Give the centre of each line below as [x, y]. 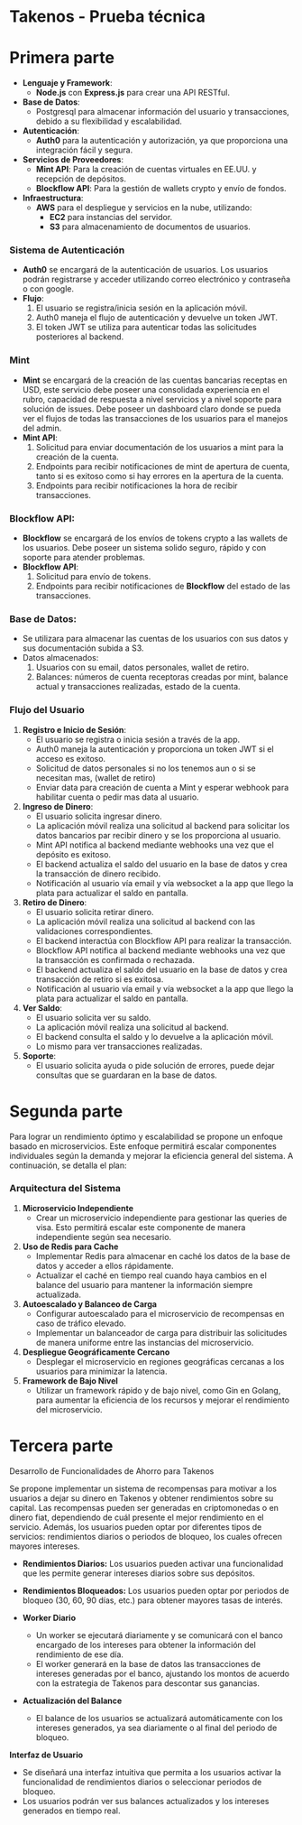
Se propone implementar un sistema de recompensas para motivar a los [143, 1488]
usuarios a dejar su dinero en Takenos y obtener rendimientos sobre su [142, 1498]
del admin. [42, 428]
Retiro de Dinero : [55, 902]
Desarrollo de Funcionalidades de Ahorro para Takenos [112, 1471]
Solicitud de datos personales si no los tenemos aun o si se [146, 768]
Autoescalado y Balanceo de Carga [90, 1304]
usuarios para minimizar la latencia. [101, 1371]
